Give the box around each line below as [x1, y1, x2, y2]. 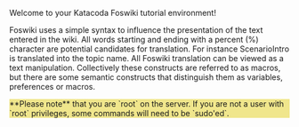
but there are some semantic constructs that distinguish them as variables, [9, 72, 283, 83]
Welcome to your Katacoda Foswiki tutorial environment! [9, 8, 216, 18]
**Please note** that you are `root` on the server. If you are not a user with [9, 99, 285, 109]
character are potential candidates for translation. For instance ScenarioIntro [9, 44, 290, 54]
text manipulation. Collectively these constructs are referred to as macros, [9, 62, 281, 73]
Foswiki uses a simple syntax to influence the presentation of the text [9, 25, 263, 35]
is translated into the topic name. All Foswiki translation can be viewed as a [9, 53, 285, 63]
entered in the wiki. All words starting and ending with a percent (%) [9, 35, 260, 44]
